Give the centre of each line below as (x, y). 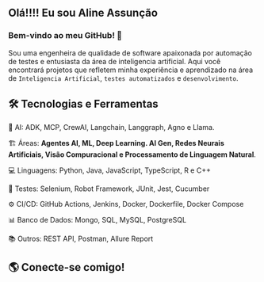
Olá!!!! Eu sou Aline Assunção (83, 13)
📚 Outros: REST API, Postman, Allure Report (81, 238)
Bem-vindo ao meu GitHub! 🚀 (65, 36)
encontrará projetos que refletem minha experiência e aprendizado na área (131, 70)
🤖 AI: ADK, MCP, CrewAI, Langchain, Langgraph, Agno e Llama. (111, 127)
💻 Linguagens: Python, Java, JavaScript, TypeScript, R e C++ (110, 170)
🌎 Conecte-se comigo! (67, 267)
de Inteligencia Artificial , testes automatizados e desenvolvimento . (123, 78)
